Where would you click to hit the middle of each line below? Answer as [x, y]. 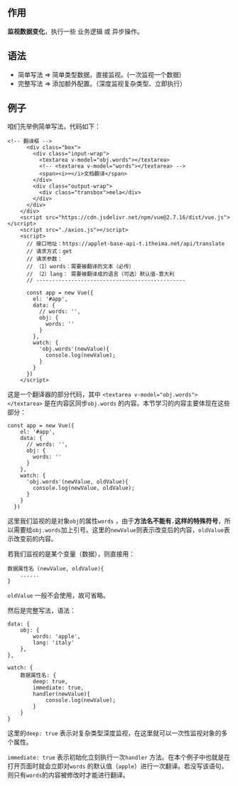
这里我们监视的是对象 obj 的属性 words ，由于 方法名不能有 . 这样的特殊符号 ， [116, 521]
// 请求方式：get [49, 252]
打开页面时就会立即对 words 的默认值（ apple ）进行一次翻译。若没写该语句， [118, 766]
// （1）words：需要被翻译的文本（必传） [80, 267]
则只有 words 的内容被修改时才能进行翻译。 [68, 775]
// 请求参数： [44, 259]
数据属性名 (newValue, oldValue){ [56, 569]
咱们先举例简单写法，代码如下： [54, 126]
